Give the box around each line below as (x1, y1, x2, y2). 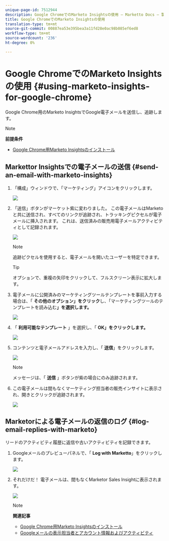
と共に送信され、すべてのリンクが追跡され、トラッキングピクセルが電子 (12, 211, 162, 218)
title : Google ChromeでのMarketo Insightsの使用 (5, 17, 106, 22)
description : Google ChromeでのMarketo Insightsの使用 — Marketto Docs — (5, 12, 159, 17)
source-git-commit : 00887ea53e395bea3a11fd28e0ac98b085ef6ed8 (5, 26, 138, 31)
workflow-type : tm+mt (5, 31, 51, 36)
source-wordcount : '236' (5, 36, 57, 41)
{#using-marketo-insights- (33, 80, 150, 92)
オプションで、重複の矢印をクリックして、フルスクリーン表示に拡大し (12, 275, 157, 281)
